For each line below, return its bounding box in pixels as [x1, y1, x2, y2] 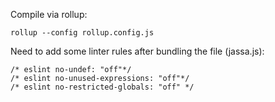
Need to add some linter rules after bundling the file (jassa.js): [10, 45, 265, 57]
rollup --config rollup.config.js [10, 28, 155, 38]
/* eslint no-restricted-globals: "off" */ [10, 82, 195, 92]
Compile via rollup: [10, 9, 88, 20]
